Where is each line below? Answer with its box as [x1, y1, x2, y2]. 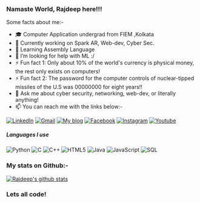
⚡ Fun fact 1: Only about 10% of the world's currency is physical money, [15, 59, 195, 67]
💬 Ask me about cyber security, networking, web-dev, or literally [15, 90, 176, 97]
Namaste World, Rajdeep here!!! [6, 5, 102, 13]
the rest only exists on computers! [15, 68, 101, 75]
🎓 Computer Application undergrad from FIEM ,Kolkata [15, 31, 155, 38]
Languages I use [6, 131, 50, 138]
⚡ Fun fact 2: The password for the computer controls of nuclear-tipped [15, 75, 195, 82]
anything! [15, 96, 39, 104]
